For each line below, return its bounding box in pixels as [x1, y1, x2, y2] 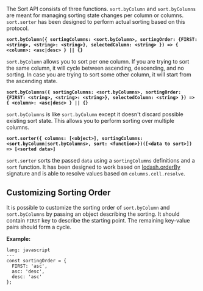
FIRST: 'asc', [12, 263, 48, 269]
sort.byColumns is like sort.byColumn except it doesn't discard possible [6, 111, 184, 118]
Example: [6, 235, 31, 242]
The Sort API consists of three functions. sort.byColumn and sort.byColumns [6, 6, 196, 12]
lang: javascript [6, 247, 51, 253]
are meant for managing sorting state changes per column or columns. [6, 12, 184, 19]
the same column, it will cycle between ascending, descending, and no [6, 64, 184, 72]
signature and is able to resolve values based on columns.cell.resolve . [6, 170, 185, 177]
